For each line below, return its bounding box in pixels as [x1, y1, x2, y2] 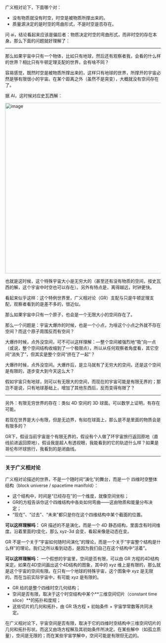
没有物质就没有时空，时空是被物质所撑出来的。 [12, 15, 108, 21]
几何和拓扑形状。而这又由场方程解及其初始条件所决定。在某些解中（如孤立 [5, 627, 157, 633]
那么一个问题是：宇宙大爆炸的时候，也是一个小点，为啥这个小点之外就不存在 [5, 322, 161, 328]
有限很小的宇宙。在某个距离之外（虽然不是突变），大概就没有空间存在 [18, 76, 159, 82]
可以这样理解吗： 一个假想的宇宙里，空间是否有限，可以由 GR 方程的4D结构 [5, 556, 160, 562]
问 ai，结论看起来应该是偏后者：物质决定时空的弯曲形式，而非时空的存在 [5, 32, 153, 37]
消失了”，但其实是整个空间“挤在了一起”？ [11, 351, 95, 357]
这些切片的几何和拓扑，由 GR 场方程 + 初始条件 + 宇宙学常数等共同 [12, 603, 149, 609]
